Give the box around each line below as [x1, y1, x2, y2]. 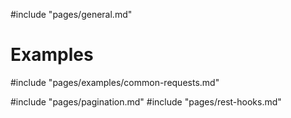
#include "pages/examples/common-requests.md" [10, 76, 220, 88]
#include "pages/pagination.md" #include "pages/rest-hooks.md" [10, 95, 282, 108]
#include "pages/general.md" [10, 9, 133, 20]
